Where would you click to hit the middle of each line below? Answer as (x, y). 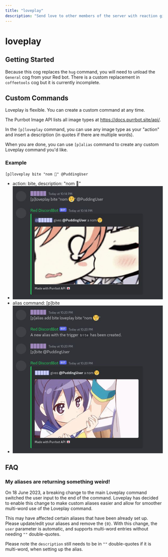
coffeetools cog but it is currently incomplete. (53, 82)
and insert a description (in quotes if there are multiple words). (69, 135)
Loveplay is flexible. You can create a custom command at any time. (75, 110)
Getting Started (30, 60)
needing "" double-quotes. (33, 534)
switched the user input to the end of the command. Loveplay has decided (82, 498)
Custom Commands (37, 98)
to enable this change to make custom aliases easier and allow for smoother (83, 503)
